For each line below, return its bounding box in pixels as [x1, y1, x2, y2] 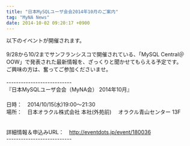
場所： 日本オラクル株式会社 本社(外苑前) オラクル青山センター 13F [6, 108, 181, 115]
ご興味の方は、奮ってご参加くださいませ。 [6, 66, 111, 73]
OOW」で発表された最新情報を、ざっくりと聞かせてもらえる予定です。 [6, 58, 182, 66]
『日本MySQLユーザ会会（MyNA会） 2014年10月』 [6, 86, 133, 93]
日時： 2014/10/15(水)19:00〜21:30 [6, 101, 96, 108]
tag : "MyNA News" [6, 14, 50, 20]
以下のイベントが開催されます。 [6, 37, 85, 44]
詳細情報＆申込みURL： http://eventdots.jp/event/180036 [6, 129, 152, 136]
